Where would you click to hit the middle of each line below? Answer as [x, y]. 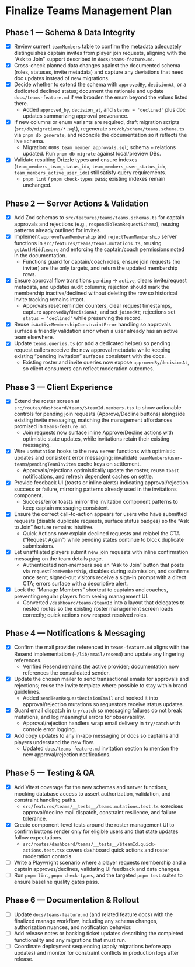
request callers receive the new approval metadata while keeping [92, 350]
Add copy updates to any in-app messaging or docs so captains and [96, 735]
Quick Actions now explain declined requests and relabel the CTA [101, 533]
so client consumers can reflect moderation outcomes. [88, 369]
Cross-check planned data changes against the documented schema [97, 66]
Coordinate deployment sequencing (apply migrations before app [93, 946]
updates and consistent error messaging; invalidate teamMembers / [92, 458]
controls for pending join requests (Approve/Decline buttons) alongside [100, 414]
